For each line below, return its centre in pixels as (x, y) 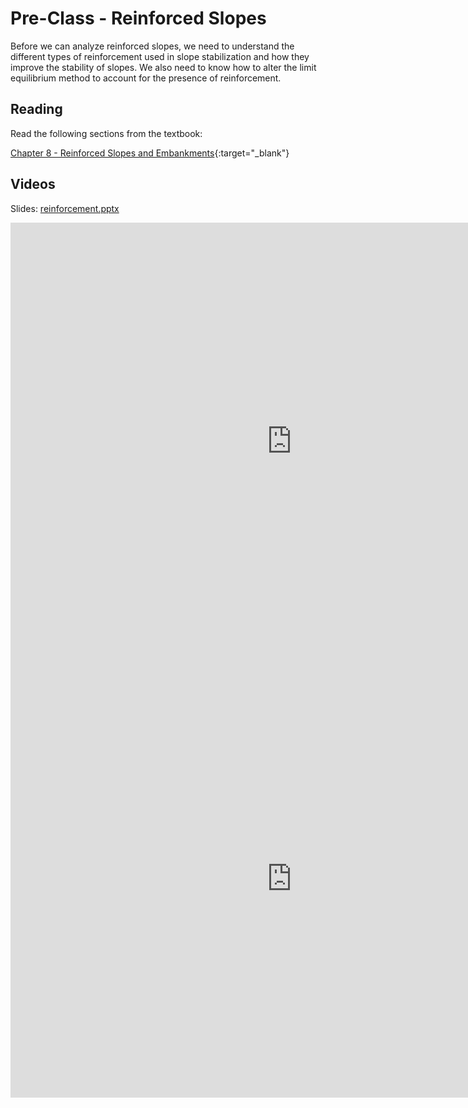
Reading (36, 109)
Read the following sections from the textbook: (106, 133)
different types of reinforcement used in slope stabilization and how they (160, 56)
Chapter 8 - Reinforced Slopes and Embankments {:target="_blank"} (150, 153)
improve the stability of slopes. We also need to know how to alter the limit (163, 67)
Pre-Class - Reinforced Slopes (138, 18)
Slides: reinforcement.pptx (65, 208)
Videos (33, 184)
